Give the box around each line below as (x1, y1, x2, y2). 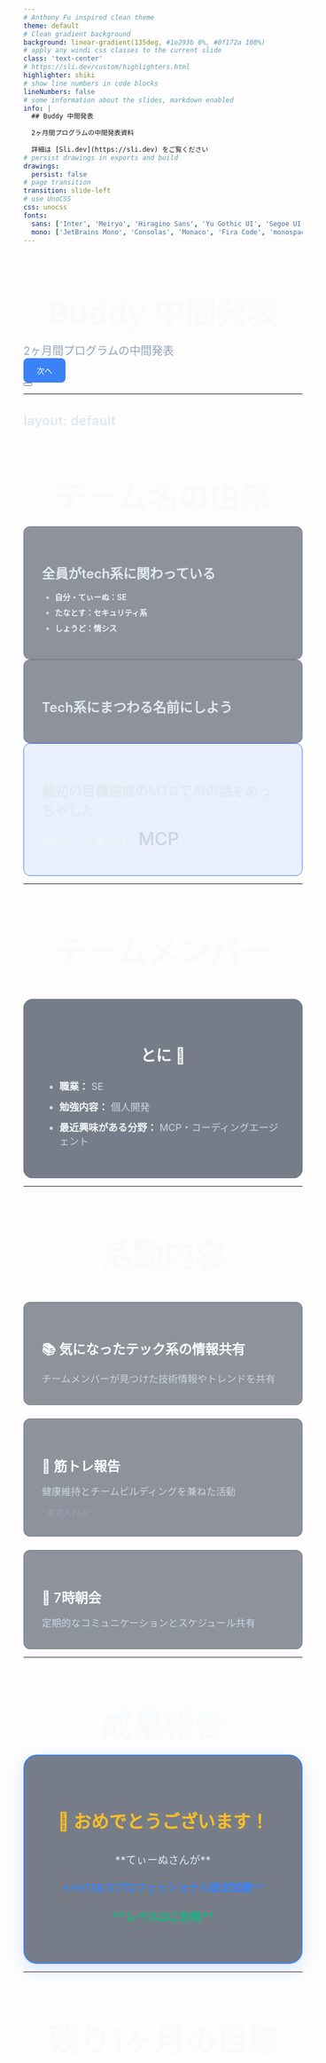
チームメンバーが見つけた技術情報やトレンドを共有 (42, 1372, 276, 1386)
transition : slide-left (23, 186, 112, 195)
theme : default (23, 21, 80, 30)
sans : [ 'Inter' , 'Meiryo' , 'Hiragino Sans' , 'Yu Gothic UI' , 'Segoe (31, 219, 290, 228)
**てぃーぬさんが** (114, 1853, 212, 1867)
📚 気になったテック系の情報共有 (42, 1341, 246, 1358)
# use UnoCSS (23, 194, 72, 204)
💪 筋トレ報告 (42, 1458, 120, 1474)
